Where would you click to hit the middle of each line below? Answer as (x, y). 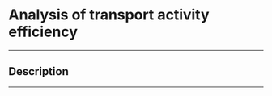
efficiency (43, 32)
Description (38, 71)
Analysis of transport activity (109, 15)
